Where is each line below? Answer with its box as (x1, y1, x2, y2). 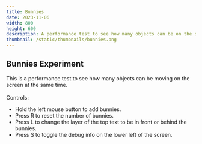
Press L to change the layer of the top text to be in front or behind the (14, 118, 188, 125)
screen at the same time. (6, 81, 68, 88)
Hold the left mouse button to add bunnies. (14, 106, 121, 113)
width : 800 (6, 20, 34, 26)
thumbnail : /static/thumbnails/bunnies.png (6, 37, 117, 43)
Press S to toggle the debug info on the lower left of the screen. (14, 131, 173, 138)
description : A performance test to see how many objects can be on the (6, 31, 192, 37)
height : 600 (6, 25, 36, 32)
